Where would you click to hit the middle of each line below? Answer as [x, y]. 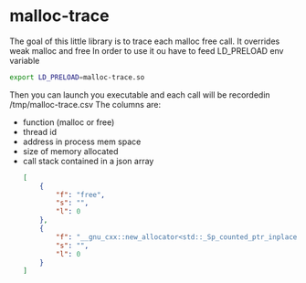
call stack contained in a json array [88, 161]
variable [25, 60]
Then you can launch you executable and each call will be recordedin [140, 94]
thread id [40, 131]
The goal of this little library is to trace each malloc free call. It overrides [145, 41]
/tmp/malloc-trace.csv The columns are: [85, 104]
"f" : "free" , [81, 194]
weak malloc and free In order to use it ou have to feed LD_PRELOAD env [147, 50]
